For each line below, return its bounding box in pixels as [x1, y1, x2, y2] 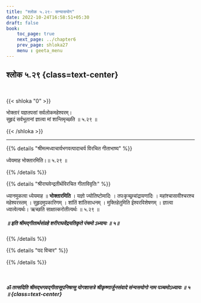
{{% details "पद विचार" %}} [6, 246, 69, 254]
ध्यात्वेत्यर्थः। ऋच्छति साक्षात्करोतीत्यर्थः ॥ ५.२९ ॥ [6, 206, 100, 213]
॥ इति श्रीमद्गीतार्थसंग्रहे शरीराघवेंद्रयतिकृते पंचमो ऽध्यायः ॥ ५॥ [6, 219, 120, 227]
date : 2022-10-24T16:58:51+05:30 [6, 14, 90, 20]
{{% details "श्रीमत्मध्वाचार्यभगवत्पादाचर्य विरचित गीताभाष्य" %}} [6, 145, 133, 152]
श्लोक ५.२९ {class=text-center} [6, 70, 118, 80]
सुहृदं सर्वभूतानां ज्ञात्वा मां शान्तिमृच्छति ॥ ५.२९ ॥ [6, 115, 98, 123]
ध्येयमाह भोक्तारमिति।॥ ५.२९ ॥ [6, 157, 68, 164]
